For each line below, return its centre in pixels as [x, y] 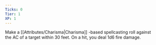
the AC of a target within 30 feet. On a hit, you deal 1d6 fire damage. [73, 37]
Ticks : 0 [14, 9]
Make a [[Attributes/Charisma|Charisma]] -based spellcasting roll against [78, 32]
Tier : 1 [13, 14]
